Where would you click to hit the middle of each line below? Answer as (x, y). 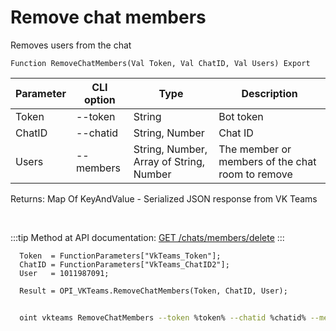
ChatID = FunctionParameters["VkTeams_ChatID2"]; (124, 264)
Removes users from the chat (71, 45)
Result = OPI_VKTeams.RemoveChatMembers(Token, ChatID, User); (153, 291)
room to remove (255, 174)
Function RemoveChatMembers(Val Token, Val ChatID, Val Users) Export (160, 63)
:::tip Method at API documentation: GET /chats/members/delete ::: (147, 237)
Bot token (241, 116)
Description (269, 93)
